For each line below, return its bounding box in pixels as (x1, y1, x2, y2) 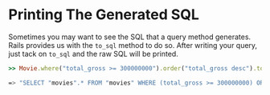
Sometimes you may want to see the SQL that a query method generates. (8, 32, 252, 42)
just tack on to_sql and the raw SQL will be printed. (8, 49, 178, 58)
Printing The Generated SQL (8, 6, 199, 24)
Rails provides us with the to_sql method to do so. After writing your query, (8, 40, 258, 49)
